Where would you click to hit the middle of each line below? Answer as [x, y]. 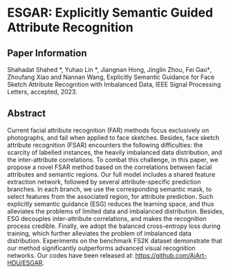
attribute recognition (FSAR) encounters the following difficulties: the [105, 145]
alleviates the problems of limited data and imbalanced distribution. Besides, [116, 211]
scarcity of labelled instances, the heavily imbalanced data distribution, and [115, 152]
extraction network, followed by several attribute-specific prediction [104, 182]
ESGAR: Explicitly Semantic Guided [110, 13]
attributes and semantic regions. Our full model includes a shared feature [111, 174]
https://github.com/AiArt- [171, 255]
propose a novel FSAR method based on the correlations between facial [110, 167]
